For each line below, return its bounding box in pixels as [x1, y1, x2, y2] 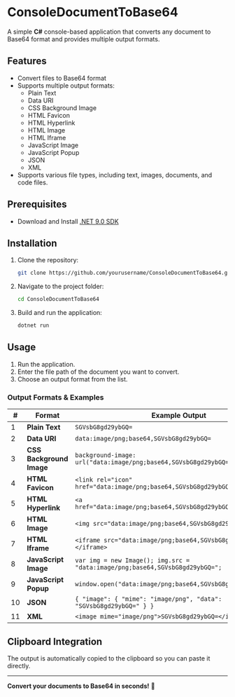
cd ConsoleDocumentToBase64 [17, 296, 99, 303]
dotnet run [17, 322, 50, 330]
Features [7, 55, 47, 67]
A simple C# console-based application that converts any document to [7, 27, 211, 36]
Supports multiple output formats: [17, 81, 115, 90]
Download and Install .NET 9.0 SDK [17, 217, 119, 225]
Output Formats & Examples [7, 392, 104, 402]
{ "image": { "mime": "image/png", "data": [75, 595, 222, 603]
